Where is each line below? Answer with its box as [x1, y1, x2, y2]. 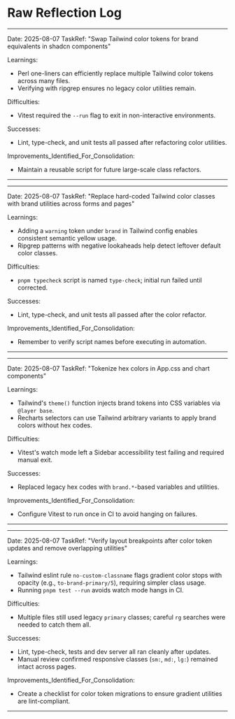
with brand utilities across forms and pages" [7, 199, 135, 208]
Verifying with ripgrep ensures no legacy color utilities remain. [17, 84, 197, 92]
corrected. [17, 283, 48, 292]
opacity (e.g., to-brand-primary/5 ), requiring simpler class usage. [17, 578, 206, 587]
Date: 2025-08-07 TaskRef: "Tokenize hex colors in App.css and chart [7, 364, 210, 372]
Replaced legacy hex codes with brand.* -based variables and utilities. [17, 483, 220, 491]
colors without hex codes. [17, 421, 92, 429]
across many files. [17, 76, 71, 85]
